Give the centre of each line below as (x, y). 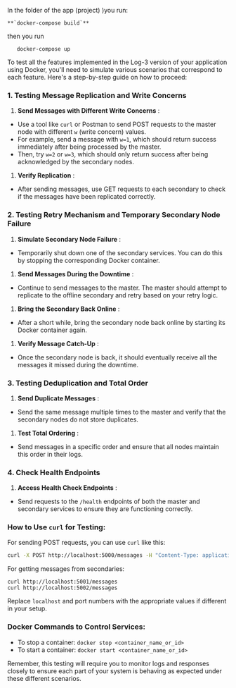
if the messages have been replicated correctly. (86, 197)
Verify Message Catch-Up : (58, 343)
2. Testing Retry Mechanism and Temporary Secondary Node (114, 215)
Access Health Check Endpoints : (67, 488)
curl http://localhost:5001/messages (63, 582)
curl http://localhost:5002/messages (63, 588)
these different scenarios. (45, 678)
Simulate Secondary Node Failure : (69, 239)
